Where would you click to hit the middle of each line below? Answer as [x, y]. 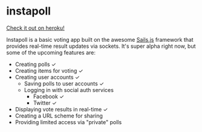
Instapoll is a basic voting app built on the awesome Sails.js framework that [100, 39]
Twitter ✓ [45, 103]
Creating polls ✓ [35, 64]
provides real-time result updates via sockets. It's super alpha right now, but [101, 46]
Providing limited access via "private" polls [68, 122]
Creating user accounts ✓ [47, 77]
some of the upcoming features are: [51, 52]
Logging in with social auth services [69, 90]
